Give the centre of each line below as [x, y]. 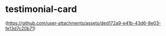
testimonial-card [41, 9]
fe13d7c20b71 [20, 28]
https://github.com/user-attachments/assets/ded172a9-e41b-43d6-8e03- [84, 23]
